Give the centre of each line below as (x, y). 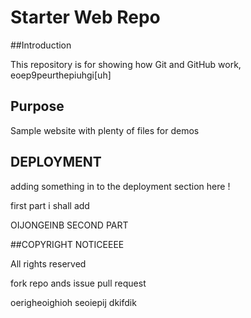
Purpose (37, 106)
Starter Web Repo (85, 17)
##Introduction (41, 45)
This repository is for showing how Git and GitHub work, (126, 64)
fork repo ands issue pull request (78, 283)
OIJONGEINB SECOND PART (69, 225)
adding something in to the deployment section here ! (120, 186)
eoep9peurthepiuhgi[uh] (61, 75)
